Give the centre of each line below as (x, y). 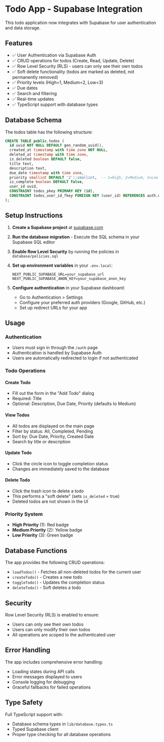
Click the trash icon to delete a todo (48, 491)
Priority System (24, 514)
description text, (28, 168)
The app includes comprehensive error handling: (54, 662)
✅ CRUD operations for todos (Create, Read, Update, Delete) (73, 60)
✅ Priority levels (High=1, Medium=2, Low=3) (58, 82)
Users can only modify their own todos (51, 629)
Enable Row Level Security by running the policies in (66, 252)
